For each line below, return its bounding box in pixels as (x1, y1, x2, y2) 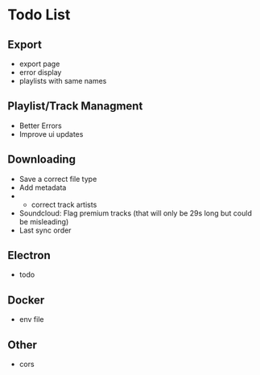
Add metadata (19, 183, 67, 192)
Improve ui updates (19, 129, 84, 138)
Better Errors (19, 121, 62, 130)
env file (19, 315, 44, 324)
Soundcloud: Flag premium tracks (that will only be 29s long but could (19, 208, 253, 218)
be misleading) (19, 216, 69, 226)
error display (19, 68, 62, 77)
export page (19, 59, 60, 68)
